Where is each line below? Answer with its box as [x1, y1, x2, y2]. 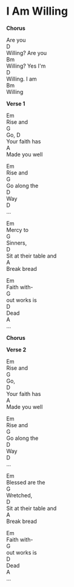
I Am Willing [6, 4, 69, 18]
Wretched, [6, 491, 33, 499]
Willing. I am [6, 75, 38, 82]
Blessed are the [6, 478, 45, 486]
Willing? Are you [6, 49, 47, 56]
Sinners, [6, 239, 27, 247]
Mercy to [6, 226, 29, 233]
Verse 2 [6, 346, 26, 353]
